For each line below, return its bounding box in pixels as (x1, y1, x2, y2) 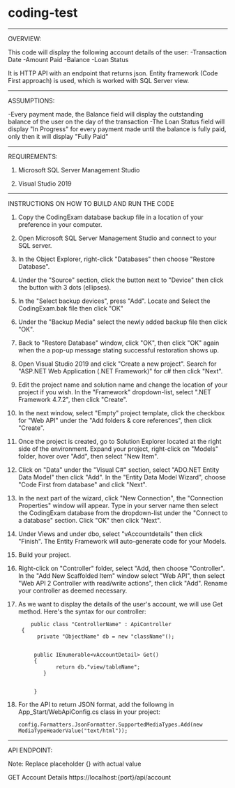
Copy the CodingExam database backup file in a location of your (17, 213, 204, 221)
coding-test (8, 5, 78, 21)
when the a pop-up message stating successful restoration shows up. (17, 345, 219, 354)
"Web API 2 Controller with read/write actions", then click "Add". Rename (17, 579, 228, 587)
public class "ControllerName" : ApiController (31, 620, 172, 627)
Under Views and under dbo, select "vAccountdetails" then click (17, 529, 203, 538)
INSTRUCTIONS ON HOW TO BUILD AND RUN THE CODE (8, 199, 174, 207)
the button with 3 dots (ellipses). (17, 283, 112, 291)
